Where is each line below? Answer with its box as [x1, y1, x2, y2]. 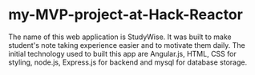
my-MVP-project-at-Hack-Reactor [8, 6, 243, 24]
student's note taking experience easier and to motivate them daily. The [8, 40, 246, 49]
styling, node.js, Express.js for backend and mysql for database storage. [8, 57, 247, 67]
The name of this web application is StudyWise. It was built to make [8, 32, 232, 41]
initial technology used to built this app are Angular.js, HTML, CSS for [8, 49, 237, 58]
